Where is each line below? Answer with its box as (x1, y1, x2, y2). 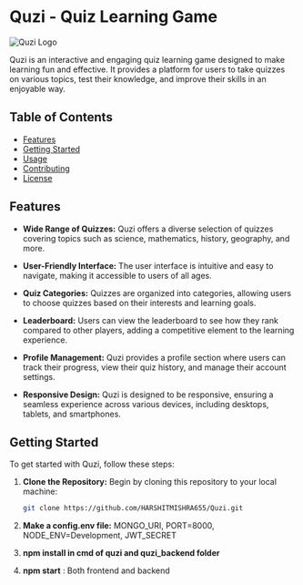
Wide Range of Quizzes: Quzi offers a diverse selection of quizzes (22, 223, 274, 234)
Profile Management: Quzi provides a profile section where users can (22, 352, 287, 363)
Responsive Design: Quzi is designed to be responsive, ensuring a (22, 389, 274, 400)
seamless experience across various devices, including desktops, (22, 398, 269, 409)
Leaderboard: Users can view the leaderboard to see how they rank (22, 314, 279, 325)
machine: (22, 486, 58, 498)
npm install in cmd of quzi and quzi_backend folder (22, 548, 220, 559)
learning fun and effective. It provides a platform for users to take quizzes (9, 64, 286, 75)
